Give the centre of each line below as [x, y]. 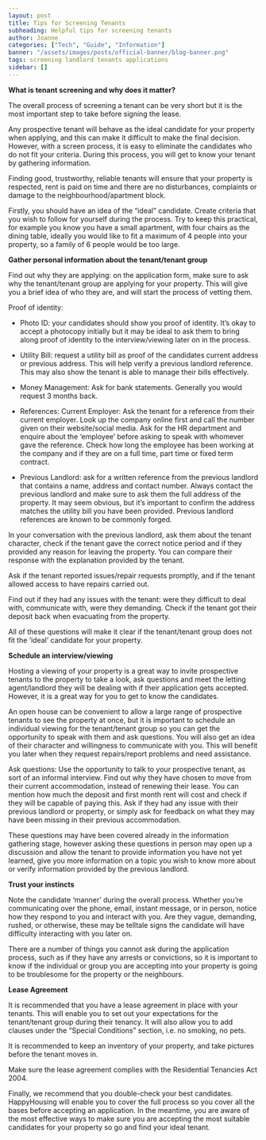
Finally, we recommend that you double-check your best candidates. [121, 1093]
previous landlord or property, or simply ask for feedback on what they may [132, 811]
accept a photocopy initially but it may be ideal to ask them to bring [129, 331]
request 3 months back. [58, 396]
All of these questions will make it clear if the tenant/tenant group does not [130, 632]
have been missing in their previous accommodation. [94, 820]
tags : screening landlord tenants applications [89, 60]
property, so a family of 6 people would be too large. [94, 244]
